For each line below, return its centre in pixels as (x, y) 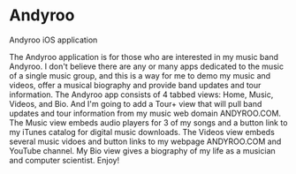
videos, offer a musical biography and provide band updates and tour (135, 85)
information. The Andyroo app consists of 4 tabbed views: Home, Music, (141, 95)
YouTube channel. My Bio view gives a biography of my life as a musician (142, 150)
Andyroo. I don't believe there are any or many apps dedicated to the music (147, 66)
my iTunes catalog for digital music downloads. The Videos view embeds (142, 132)
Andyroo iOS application (53, 40)
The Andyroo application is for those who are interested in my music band (144, 57)
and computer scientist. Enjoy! (65, 160)
